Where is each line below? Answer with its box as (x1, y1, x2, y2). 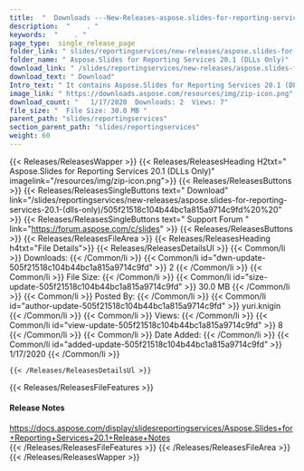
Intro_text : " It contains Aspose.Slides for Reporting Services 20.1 (9, 81, 281, 90)
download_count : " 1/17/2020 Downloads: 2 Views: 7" (9, 97, 229, 107)
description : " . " (9, 22, 100, 31)
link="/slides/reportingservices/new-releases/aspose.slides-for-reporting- (9, 194, 288, 205)
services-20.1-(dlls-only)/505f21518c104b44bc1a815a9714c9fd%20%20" (9, 204, 282, 215)
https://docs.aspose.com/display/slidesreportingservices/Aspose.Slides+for (9, 423, 294, 434)
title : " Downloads (9, 13, 91, 23)
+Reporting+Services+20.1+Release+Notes (9, 432, 171, 444)
